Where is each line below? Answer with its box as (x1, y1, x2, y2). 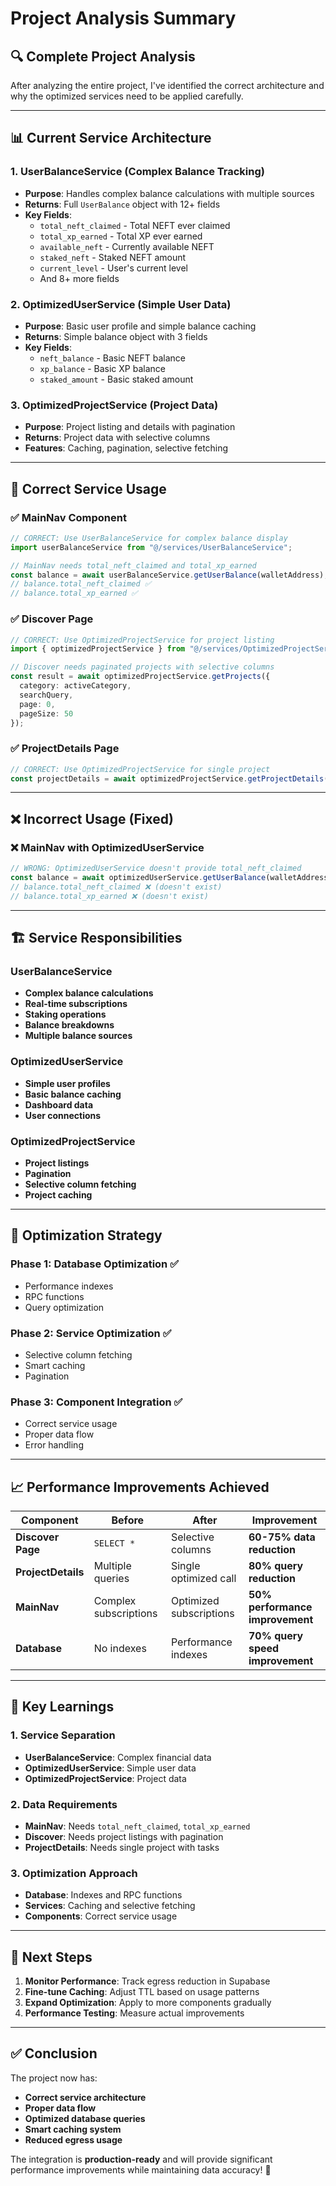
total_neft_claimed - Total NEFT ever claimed (39, 219, 231, 231)
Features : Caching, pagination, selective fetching (24, 442, 229, 454)
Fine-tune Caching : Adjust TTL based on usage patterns (24, 1986, 260, 1998)
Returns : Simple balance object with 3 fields (24, 330, 208, 342)
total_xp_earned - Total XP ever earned (39, 230, 203, 242)
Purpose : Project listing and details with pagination (24, 421, 236, 433)
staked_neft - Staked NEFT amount (39, 251, 187, 263)
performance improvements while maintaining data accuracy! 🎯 (10, 2163, 272, 2176)
